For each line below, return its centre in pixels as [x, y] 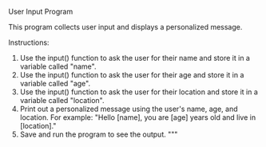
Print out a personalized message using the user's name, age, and [129, 109]
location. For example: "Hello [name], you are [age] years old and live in [138, 117]
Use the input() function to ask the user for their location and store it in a [139, 92]
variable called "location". [62, 100]
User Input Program [41, 12]
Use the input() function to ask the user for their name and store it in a [135, 58]
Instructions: [29, 42]
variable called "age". [55, 83]
